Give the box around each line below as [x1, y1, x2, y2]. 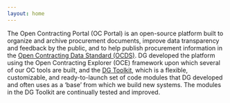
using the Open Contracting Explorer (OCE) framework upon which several [7, 58, 220, 66]
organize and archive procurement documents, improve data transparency [7, 36, 220, 45]
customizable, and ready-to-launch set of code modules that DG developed [7, 73, 223, 82]
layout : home [7, 10, 45, 17]
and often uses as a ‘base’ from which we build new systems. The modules [7, 80, 222, 88]
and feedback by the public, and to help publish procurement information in [7, 44, 223, 52]
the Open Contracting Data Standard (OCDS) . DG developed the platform [7, 51, 216, 59]
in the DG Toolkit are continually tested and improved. [7, 88, 161, 96]
